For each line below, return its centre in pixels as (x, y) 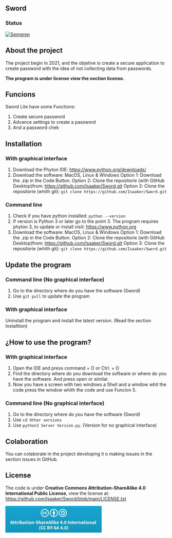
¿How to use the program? (48, 342)
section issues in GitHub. (32, 459)
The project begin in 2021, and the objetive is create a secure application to (85, 63)
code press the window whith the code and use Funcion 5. (75, 389)
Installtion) (16, 326)
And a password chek (36, 127)
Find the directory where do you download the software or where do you (90, 373)
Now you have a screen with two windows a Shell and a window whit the (90, 384)
